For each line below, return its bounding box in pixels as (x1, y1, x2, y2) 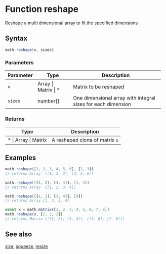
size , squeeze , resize (5, 243, 48, 249)
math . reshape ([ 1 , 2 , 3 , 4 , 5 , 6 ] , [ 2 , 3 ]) (5, 167, 94, 172)
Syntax (5, 34, 28, 43)
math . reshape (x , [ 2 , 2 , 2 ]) (5, 212, 63, 217)
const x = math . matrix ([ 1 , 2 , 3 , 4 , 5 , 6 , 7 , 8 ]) (5, 207, 110, 212)
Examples (5, 153, 36, 162)
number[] (37, 98, 60, 104)
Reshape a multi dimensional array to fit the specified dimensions (5, 20, 138, 26)
